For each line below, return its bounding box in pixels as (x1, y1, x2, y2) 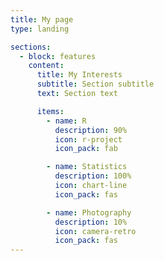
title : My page (10, 14, 74, 25)
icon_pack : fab (54, 144, 118, 154)
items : (36, 106, 65, 116)
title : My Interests (36, 70, 123, 80)
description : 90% (54, 125, 128, 135)
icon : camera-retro (54, 226, 137, 236)
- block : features (19, 51, 97, 61)
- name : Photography (46, 207, 132, 218)
